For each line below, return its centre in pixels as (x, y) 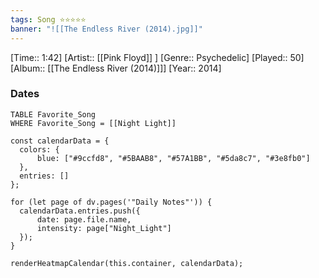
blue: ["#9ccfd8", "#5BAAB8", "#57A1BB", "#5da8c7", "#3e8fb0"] (173, 158)
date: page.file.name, (84, 219)
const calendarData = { (60, 141)
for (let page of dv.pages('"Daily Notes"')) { (111, 202)
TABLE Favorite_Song (53, 114)
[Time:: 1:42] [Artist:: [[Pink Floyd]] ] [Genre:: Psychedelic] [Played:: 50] (157, 57)
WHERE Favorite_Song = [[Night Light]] (93, 123)
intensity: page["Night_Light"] (104, 228)
